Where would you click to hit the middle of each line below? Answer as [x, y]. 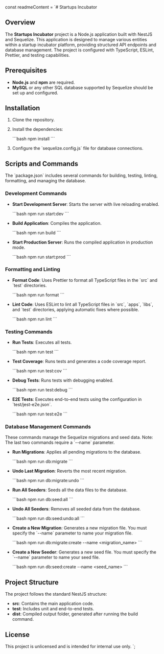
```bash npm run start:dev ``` [41, 214]
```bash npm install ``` [34, 139]
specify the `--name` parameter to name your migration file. [72, 533]
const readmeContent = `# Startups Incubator [51, 7]
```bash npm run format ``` [38, 295]
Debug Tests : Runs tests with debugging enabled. [63, 380]
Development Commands [36, 194]
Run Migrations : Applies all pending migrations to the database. [77, 452]
